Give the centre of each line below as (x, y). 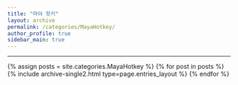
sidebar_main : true (36, 40)
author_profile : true (39, 33)
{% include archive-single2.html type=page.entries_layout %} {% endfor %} (119, 74)
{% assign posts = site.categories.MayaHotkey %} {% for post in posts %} (116, 67)
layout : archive (31, 20)
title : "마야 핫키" (33, 14)
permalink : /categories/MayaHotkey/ (61, 27)
